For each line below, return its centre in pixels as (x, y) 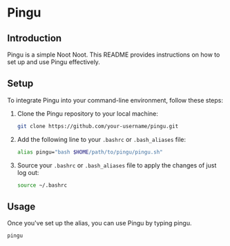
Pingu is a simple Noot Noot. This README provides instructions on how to (114, 54)
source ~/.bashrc (42, 185)
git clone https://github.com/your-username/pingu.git (98, 126)
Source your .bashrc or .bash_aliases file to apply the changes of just (117, 165)
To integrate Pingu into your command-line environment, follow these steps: (115, 100)
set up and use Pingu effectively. (54, 62)
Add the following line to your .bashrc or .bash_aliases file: (102, 139)
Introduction (35, 38)
